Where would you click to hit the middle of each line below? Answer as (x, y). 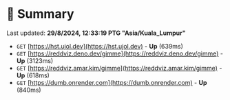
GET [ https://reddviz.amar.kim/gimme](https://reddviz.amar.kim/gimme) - (119, 68)
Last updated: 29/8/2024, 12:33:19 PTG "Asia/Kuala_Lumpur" (96, 33)
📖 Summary (40, 14)
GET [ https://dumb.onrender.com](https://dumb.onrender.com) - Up (112, 82)
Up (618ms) (33, 75)
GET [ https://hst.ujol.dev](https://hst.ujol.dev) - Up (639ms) (100, 46)
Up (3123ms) (35, 60)
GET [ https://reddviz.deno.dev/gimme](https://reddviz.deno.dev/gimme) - (120, 53)
